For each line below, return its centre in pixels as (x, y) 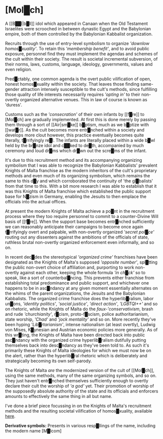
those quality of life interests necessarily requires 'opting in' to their (73, 94)
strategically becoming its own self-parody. (48, 361)
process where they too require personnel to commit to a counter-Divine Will (82, 216)
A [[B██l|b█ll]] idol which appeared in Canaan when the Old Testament (77, 23)
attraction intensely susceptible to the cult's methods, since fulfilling (89, 89)
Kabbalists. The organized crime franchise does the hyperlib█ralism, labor (80, 298)
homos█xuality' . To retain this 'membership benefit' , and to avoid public (77, 48)
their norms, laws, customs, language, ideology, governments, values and (79, 64)
